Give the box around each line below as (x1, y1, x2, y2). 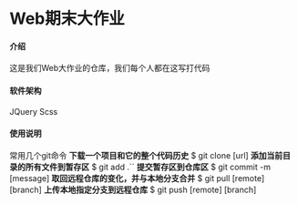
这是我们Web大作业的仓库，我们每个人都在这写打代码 (9, 63, 211, 74)
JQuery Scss (9, 106, 58, 117)
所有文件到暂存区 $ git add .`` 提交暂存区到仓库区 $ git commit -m (25, 161, 272, 172)
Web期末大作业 (9, 8, 125, 29)
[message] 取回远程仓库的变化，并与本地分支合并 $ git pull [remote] (9, 172, 265, 183)
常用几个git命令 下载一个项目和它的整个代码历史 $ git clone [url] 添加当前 (9, 149, 283, 160)
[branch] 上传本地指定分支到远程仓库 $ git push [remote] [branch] (9, 184, 257, 195)
